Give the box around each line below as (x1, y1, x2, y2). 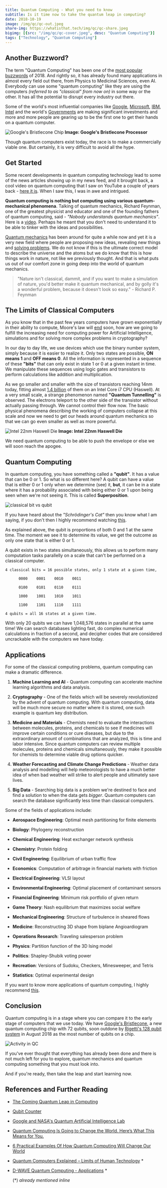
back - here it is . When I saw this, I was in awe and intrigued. (5, 188, 130, 194)
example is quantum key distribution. (12, 710, 88, 716)
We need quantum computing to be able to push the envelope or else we (5, 438, 155, 444)
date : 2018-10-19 (5, 17, 41, 22)
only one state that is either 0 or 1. (5, 537, 75, 543)
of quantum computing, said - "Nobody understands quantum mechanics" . (5, 213, 160, 219)
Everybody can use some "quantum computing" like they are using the (5, 83, 151, 89)
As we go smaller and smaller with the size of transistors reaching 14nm (5, 381, 153, 387)
